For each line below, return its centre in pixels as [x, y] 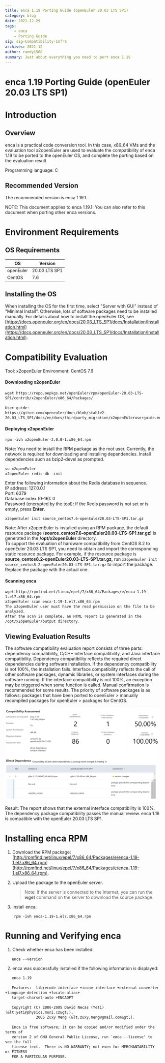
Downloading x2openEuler [33, 382]
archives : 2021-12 [24, 47]
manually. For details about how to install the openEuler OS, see [69, 316]
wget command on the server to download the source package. [89, 897]
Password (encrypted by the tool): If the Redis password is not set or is [77, 504]
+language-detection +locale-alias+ [42, 993]
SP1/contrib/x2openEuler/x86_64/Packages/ [49, 398]
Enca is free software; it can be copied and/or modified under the [83, 1027]
